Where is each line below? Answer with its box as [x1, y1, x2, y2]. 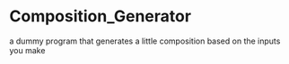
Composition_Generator [9, 6, 191, 27]
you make [9, 44, 46, 55]
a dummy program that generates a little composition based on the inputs [9, 36, 281, 46]
